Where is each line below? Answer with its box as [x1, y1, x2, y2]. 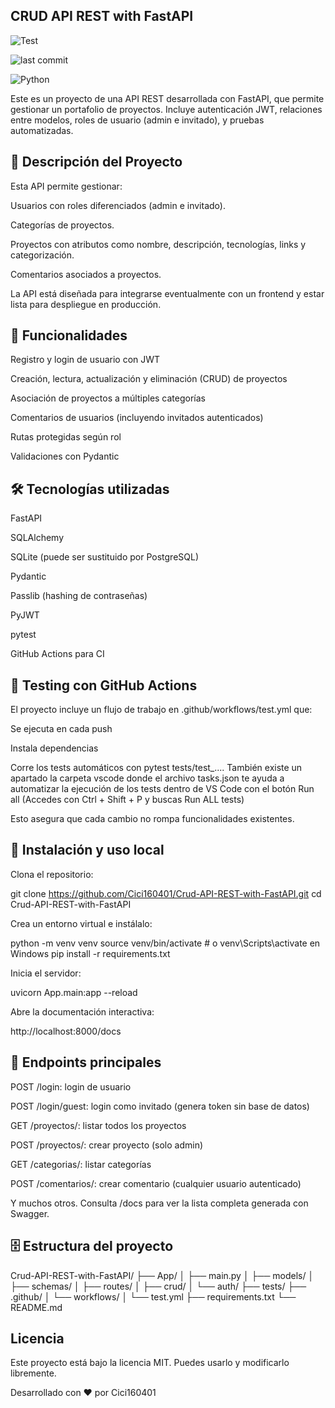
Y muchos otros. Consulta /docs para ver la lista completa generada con [10, 1197, 309, 1209]
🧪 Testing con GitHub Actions [10, 677, 198, 694]
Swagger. [10, 1207, 50, 1219]
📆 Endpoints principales [10, 1054, 162, 1071]
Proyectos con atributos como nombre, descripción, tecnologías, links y [10, 238, 307, 250]
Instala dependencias [10, 742, 99, 754]
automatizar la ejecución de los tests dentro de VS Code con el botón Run [10, 783, 315, 795]
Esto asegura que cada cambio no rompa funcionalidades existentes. [10, 813, 295, 825]
